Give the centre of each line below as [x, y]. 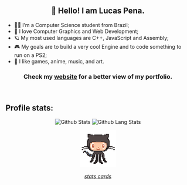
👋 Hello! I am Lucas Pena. [98, 11]
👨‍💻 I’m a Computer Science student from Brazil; [72, 25]
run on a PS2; [30, 55]
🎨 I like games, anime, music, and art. [59, 61]
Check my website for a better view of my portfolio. [98, 76]
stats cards [98, 176]
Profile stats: [29, 108]
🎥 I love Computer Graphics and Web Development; [76, 31]
